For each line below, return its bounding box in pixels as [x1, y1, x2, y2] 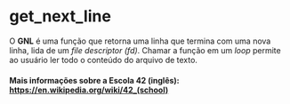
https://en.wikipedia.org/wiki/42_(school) [9, 84, 169, 95]
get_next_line [9, 6, 111, 27]
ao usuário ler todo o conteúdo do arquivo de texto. [9, 54, 198, 65]
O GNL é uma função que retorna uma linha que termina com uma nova [9, 36, 271, 46]
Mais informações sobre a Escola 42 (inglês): [9, 75, 180, 85]
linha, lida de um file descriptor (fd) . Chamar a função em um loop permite [9, 44, 282, 55]
